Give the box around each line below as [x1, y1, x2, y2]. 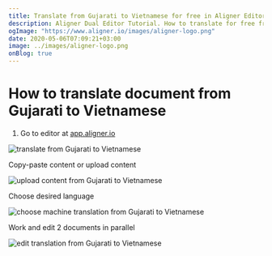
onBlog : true [8, 49, 53, 58]
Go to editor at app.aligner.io [19, 128, 116, 138]
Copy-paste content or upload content [8, 160, 137, 169]
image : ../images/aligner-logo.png [8, 42, 129, 50]
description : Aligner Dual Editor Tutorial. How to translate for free [8, 19, 255, 28]
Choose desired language [8, 191, 95, 201]
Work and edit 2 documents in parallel [8, 222, 135, 232]
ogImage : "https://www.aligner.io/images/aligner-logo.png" [8, 27, 216, 35]
